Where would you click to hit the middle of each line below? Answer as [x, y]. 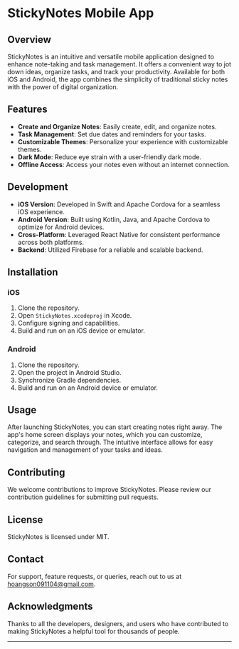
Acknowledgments [51, 607]
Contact [26, 559]
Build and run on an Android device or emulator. [88, 388]
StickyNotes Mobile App [81, 13]
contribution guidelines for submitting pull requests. [83, 497]
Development [38, 187]
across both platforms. [51, 242]
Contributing [36, 472]
